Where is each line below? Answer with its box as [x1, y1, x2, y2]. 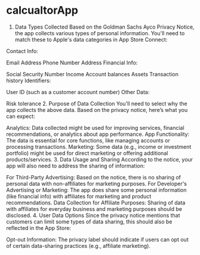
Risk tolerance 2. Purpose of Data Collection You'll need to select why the [6, 99, 187, 107]
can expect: [6, 113, 36, 120]
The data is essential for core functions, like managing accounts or [6, 136, 170, 144]
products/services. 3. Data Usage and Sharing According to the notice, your [6, 156, 193, 163]
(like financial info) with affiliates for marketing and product [6, 192, 152, 200]
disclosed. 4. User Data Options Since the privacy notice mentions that [6, 212, 180, 219]
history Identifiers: [6, 77, 51, 84]
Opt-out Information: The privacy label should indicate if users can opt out [6, 236, 189, 243]
